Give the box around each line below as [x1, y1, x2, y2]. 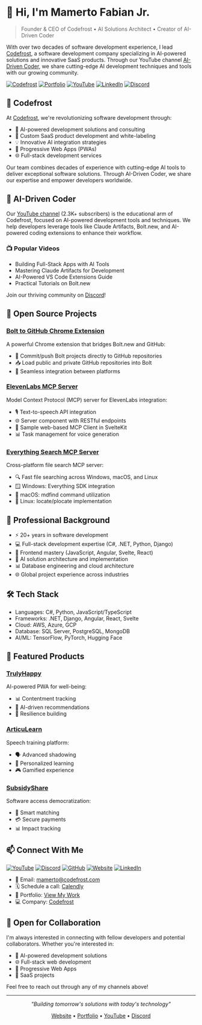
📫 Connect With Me [6, 845, 84, 855]
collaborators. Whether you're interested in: [6, 940, 114, 947]
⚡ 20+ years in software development [14, 531, 108, 538]
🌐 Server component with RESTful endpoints [14, 417, 126, 424]
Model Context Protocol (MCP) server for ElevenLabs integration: [6, 396, 168, 403]
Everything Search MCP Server [6, 448, 99, 456]
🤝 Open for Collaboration [6, 918, 101, 928]
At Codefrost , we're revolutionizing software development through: [6, 114, 172, 121]
